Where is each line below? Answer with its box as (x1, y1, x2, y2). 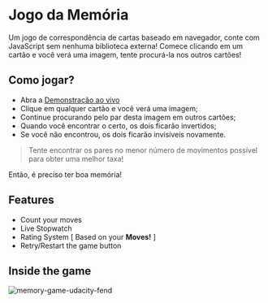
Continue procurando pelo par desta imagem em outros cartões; (19, 112, 236, 122)
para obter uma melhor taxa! (28, 154, 124, 163)
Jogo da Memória (8, 6, 129, 24)
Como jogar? (8, 73, 75, 87)
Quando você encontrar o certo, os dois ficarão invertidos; (19, 120, 217, 131)
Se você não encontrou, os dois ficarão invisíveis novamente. (19, 129, 226, 139)
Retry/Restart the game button (19, 240, 122, 250)
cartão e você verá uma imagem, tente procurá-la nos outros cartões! (8, 50, 242, 59)
